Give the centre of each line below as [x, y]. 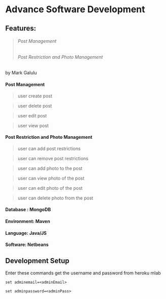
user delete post [35, 106]
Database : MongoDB [28, 210]
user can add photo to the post [50, 168]
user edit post [32, 115]
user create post [35, 96]
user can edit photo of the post [50, 188]
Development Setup [37, 260]
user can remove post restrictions [53, 158]
